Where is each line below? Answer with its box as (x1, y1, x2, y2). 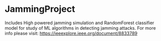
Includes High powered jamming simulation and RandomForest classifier (5, 20, 154, 26)
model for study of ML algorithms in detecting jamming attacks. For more (5, 25, 156, 31)
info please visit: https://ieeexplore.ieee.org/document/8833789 (5, 30, 138, 36)
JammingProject (5, 3, 75, 15)
